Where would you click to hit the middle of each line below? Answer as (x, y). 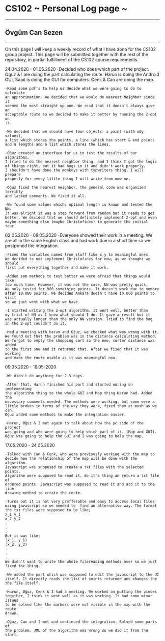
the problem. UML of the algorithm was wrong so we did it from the (77, 630)
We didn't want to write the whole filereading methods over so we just (81, 561)
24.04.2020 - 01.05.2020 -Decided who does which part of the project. (77, 69)
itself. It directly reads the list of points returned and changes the (81, 579)
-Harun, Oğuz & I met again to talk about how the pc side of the (74, 423)
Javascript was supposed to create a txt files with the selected (74, 467)
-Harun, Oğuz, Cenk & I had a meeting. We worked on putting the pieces (81, 592)
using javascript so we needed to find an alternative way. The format (81, 506)
